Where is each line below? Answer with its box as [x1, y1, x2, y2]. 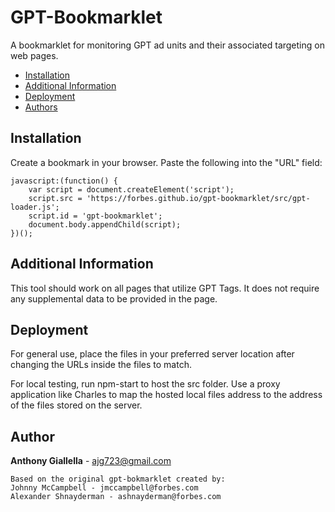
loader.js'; [10, 202, 60, 212]
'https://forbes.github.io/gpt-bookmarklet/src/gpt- [86, 193, 311, 203]
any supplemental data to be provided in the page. [10, 292, 218, 305]
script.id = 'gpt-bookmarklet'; [28, 211, 163, 221]
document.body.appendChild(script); [28, 219, 182, 230]
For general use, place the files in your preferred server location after [10, 348, 295, 360]
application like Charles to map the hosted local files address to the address [10, 389, 323, 401]
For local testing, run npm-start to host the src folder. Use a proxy [10, 378, 281, 390]
